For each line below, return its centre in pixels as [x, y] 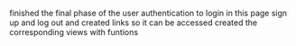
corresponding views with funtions [74, 32]
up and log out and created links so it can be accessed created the [134, 23]
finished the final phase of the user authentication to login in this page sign [148, 13]
